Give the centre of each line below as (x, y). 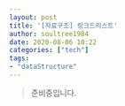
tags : (19, 58)
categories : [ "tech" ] (49, 50)
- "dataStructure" (43, 67)
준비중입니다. (54, 93)
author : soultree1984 (49, 34)
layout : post (33, 17)
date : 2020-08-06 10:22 (53, 42)
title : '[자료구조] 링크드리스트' (63, 26)
